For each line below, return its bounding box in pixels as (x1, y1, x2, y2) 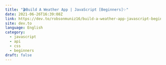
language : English (5, 25, 43, 30)
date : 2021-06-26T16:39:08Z (5, 12, 63, 17)
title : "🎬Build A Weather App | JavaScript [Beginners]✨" (5, 7, 129, 12)
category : (5, 30, 26, 35)
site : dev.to (5, 21, 32, 26)
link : (5, 16, 16, 21)
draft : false (5, 52, 32, 58)
